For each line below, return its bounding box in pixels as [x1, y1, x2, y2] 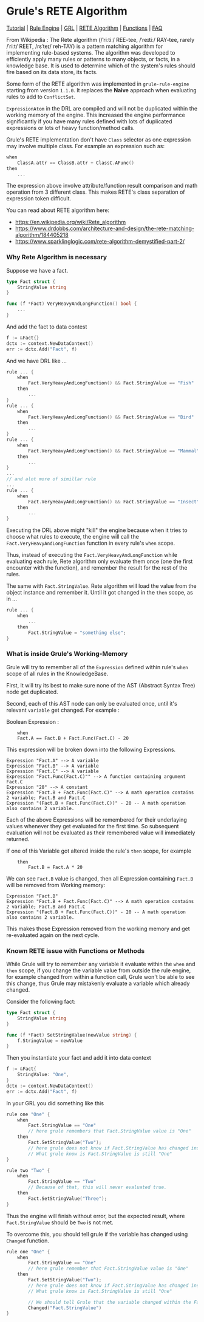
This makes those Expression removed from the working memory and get [6, 925, 190, 932]
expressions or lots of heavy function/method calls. [6, 124, 135, 131]
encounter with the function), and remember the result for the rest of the [6, 564, 188, 571]
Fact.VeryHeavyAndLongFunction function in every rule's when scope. [6, 539, 175, 547]
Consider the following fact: [6, 998, 76, 1006]
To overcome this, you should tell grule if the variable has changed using [6, 1230, 188, 1238]
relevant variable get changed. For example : [6, 706, 120, 714]
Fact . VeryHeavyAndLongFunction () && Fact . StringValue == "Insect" [28, 499, 200, 505]
